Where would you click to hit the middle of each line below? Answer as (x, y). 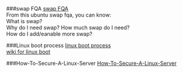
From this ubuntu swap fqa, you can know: (59, 15)
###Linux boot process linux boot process (58, 45)
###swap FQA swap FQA (37, 9)
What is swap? (24, 21)
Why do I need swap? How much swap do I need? (68, 27)
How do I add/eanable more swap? (49, 34)
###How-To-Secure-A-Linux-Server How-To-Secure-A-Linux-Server (91, 63)
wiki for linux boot (28, 52)
